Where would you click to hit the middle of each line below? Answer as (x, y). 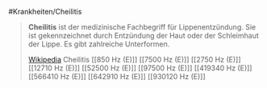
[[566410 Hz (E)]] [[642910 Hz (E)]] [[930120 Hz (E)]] (117, 76)
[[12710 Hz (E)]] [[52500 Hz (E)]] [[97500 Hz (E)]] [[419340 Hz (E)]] (140, 68)
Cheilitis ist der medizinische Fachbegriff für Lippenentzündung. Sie (142, 27)
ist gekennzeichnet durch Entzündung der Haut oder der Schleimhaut (144, 36)
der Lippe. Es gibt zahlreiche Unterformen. (99, 44)
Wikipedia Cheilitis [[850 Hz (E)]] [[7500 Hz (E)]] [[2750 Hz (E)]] (134, 60)
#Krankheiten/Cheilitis (45, 12)
